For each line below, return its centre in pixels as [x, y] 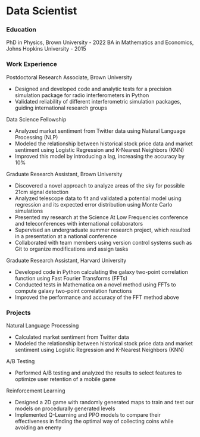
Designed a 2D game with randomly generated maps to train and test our [104, 402]
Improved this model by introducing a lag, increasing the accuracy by [99, 156]
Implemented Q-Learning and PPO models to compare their [88, 415]
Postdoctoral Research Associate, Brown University [69, 77]
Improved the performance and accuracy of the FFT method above [97, 297]
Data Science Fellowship [36, 119]
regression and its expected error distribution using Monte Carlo [93, 204]
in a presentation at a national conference [66, 236]
